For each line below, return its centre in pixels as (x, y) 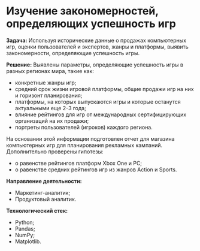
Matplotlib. (28, 241)
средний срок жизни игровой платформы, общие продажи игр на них (104, 89)
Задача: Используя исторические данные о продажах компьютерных (96, 40)
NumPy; (25, 235)
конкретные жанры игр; (46, 83)
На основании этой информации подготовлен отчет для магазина (90, 138)
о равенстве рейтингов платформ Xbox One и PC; (78, 163)
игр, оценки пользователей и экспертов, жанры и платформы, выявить (97, 47)
